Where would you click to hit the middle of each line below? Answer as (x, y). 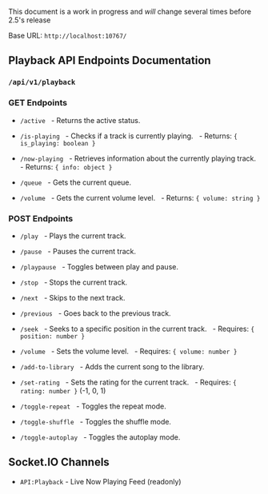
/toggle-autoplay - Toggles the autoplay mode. (100, 437)
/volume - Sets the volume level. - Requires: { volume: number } (128, 351)
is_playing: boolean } (58, 143)
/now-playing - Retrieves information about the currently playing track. (138, 158)
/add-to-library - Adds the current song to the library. (112, 366)
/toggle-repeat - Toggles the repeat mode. (93, 406)
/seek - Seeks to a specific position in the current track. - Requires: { (137, 329)
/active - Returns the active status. (80, 120)
